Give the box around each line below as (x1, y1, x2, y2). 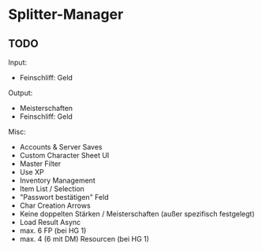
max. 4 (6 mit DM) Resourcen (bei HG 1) (19, 234, 150, 243)
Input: (8, 57, 28, 67)
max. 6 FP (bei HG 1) (19, 226, 87, 235)
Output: (8, 88, 33, 98)
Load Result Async (19, 218, 81, 227)
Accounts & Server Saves (19, 142, 103, 151)
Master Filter (19, 159, 62, 168)
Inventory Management (19, 175, 96, 185)
